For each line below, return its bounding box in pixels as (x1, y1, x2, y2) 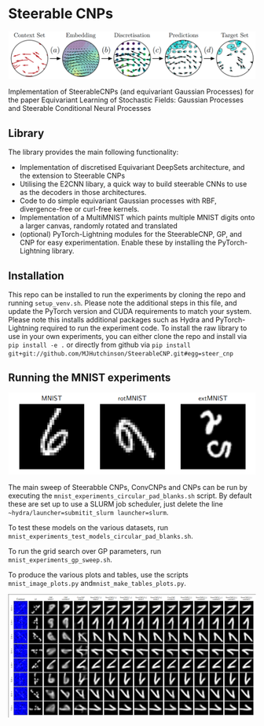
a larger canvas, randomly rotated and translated (19, 221, 178, 230)
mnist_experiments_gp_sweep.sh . (8, 555, 112, 564)
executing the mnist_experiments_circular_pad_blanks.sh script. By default (8, 491, 252, 500)
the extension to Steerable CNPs (19, 171, 126, 181)
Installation (8, 269, 64, 282)
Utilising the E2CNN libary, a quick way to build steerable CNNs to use (19, 179, 247, 189)
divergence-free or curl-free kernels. (19, 205, 140, 214)
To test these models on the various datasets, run (8, 522, 169, 532)
